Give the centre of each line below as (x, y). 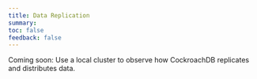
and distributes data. (42, 69)
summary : (23, 23)
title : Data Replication (49, 15)
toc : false (26, 30)
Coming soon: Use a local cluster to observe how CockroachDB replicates (129, 60)
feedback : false (35, 38)
